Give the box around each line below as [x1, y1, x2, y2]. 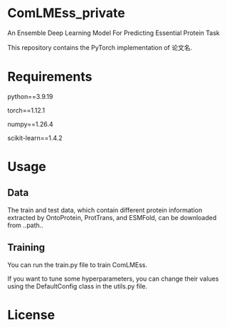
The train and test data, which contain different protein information [7, 205, 203, 214]
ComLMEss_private [7, 5, 126, 21]
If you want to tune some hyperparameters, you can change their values [7, 274, 219, 283]
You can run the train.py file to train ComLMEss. [7, 260, 148, 269]
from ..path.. [7, 221, 44, 229]
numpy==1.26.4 [7, 120, 53, 128]
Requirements [7, 69, 93, 85]
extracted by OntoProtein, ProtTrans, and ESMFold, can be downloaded [7, 213, 217, 222]
